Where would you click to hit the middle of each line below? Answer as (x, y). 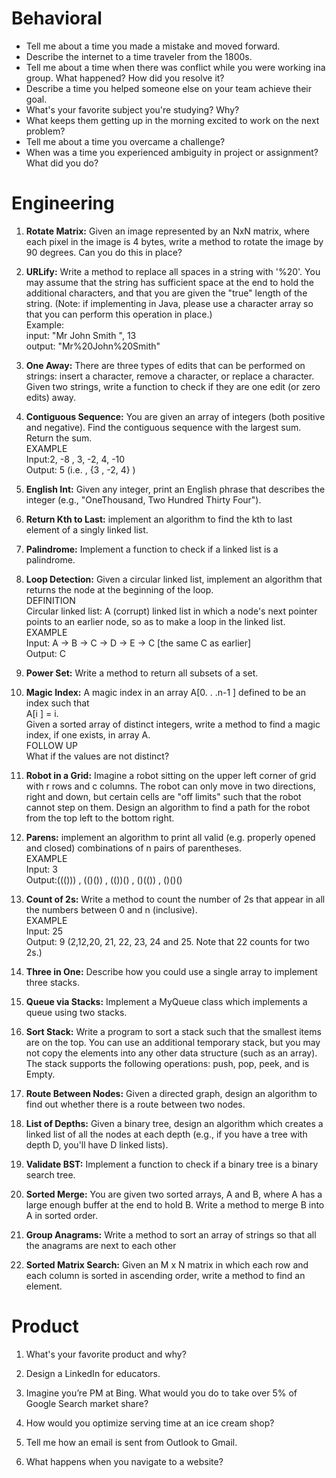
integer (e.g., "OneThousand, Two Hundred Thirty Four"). (143, 499)
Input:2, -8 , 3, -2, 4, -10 (75, 459)
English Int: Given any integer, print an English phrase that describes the (175, 489)
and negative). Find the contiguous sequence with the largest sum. (163, 427)
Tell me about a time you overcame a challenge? (125, 141)
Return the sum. (59, 438)
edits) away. (51, 397)
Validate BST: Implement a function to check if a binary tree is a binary (172, 1164)
